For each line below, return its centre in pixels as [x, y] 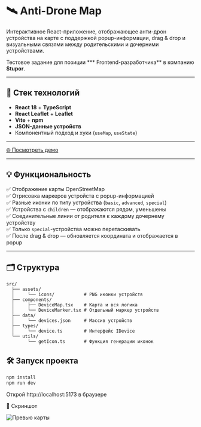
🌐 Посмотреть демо [32, 150]
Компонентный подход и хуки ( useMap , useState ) [76, 133]
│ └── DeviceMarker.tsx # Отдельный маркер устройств [86, 311]
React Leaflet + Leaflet [44, 113]
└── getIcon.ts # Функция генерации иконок [91, 342]
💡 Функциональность [49, 175]
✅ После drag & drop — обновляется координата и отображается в [92, 235]
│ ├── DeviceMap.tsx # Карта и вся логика [74, 305]
